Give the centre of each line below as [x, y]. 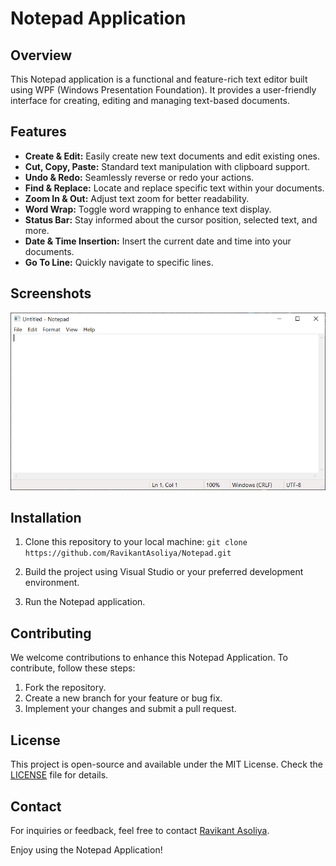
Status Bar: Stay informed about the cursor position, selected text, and [171, 219]
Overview [41, 55]
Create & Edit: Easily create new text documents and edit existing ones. [172, 156]
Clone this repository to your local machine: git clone [136, 542]
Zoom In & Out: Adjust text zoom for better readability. [137, 198]
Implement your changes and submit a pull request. [130, 709]
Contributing [51, 633]
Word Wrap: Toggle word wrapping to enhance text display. [148, 209]
